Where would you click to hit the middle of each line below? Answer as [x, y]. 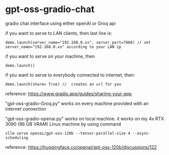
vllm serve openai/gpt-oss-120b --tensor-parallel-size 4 [68, 133]
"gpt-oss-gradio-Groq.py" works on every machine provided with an [77, 103]
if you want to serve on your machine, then [50, 56]
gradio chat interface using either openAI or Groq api [60, 23]
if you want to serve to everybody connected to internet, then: [70, 75]
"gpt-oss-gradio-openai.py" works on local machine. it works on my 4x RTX [85, 119]
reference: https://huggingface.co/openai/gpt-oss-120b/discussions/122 [81, 147]
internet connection [26, 109]
